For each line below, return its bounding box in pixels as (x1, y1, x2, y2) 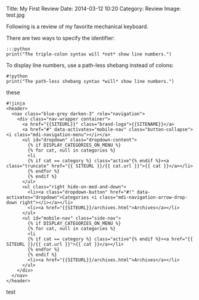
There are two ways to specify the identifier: (6, 35, 115, 41)
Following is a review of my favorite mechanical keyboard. (6, 23, 149, 30)
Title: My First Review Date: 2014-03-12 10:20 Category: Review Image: (6, 5, 182, 12)
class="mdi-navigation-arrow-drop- (99, 194, 188, 200)
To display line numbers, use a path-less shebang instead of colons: (6, 62, 174, 69)
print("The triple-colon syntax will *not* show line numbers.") (6, 51, 172, 57)
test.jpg (6, 11, 25, 18)
